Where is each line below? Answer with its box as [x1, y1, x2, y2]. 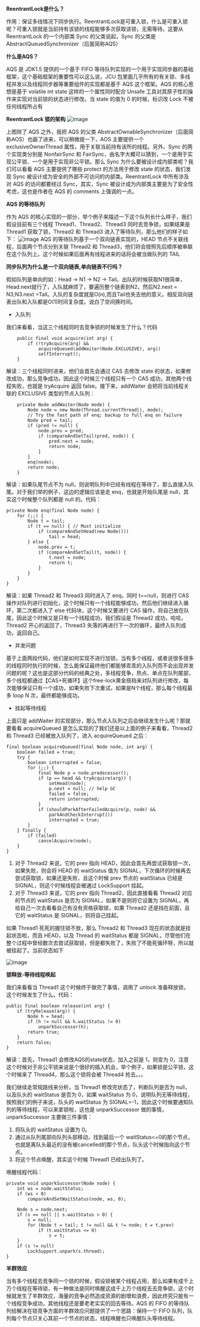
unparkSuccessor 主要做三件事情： [6, 1113, 93, 1120]
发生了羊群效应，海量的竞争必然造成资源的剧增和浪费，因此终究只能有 [16, 1292, 189, 1299]
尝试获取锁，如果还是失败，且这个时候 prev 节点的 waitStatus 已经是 [14, 874, 183, 881]
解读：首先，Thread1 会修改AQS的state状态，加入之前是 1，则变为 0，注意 [6, 1056, 189, 1063]
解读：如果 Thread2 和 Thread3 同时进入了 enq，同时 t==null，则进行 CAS [6, 592, 189, 599]
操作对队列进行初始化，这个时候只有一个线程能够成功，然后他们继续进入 [6, 599, 183, 607]
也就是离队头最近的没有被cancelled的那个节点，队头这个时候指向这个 [14, 1141, 185, 1148]
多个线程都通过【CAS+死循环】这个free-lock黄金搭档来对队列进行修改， [6, 677, 184, 684]
